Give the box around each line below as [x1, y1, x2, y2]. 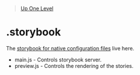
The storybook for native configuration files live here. [6, 45, 135, 52]
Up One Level [20, 5, 54, 12]
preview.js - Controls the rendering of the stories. [14, 62, 134, 69]
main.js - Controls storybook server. [14, 56, 102, 63]
